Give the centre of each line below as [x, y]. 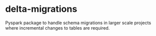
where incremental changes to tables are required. [57, 28]
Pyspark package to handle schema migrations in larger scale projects [78, 23]
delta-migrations [41, 9]
